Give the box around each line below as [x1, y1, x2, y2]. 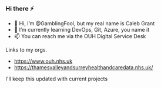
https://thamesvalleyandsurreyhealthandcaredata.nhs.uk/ [14, 64, 153, 71]
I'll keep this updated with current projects [5, 75, 108, 83]
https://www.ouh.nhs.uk [14, 57, 73, 65]
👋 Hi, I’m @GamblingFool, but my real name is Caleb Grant [14, 20, 155, 27]
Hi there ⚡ [5, 4, 35, 12]
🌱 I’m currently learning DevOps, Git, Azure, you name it [14, 26, 150, 33]
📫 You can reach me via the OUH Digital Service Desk [14, 33, 146, 40]
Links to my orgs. [5, 46, 48, 53]
